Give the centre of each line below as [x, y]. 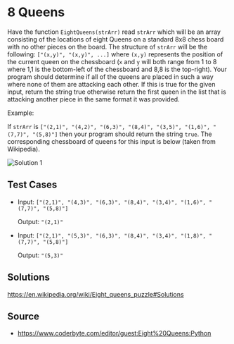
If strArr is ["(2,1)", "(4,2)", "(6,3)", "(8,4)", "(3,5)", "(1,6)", [109, 126]
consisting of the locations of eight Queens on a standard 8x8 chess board [116, 39]
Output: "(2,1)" [40, 221]
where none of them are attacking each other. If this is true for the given [111, 84]
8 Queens [36, 12]
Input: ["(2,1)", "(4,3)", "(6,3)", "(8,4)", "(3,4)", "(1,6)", [111, 202]
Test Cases [32, 185]
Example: [21, 113]
